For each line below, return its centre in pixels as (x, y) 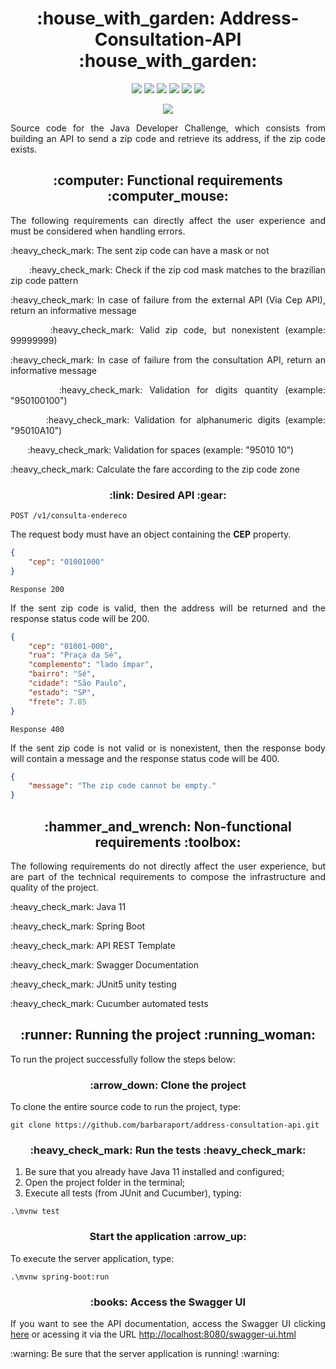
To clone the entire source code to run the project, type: (126, 1107)
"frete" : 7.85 (57, 702)
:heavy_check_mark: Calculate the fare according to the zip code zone (155, 469)
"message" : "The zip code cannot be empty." (122, 786)
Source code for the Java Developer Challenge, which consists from (168, 128)
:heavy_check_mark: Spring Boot (78, 926)
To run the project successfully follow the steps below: (123, 1059)
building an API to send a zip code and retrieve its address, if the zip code (168, 138)
